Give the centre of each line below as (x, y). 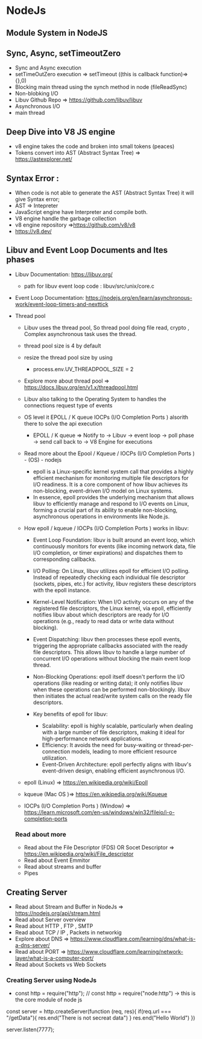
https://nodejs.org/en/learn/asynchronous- (139, 297)
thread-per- (179, 745)
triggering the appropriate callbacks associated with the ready (110, 646)
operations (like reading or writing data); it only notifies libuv (108, 683)
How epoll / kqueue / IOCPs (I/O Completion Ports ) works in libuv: (106, 528)
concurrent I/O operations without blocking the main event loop (112, 658)
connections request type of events (68, 405)
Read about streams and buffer (62, 867)
